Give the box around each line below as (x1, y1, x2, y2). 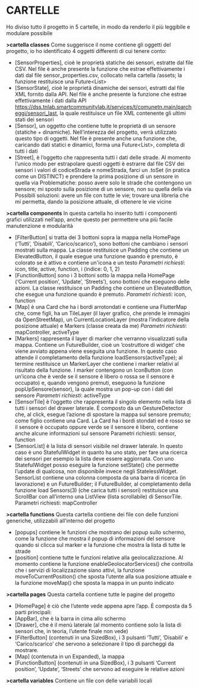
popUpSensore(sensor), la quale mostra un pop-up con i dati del (14, 385, 173, 393)
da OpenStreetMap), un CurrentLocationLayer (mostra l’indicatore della (14, 316, 189, 323)
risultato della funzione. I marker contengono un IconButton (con (14, 367, 173, 374)
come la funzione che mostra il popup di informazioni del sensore (14, 535, 175, 542)
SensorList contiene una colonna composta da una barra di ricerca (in (14, 474, 186, 481)
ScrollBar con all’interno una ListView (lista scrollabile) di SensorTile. (14, 493, 182, 500)
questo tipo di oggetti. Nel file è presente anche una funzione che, (14, 134, 177, 142)
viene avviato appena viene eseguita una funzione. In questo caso (14, 347, 177, 355)
